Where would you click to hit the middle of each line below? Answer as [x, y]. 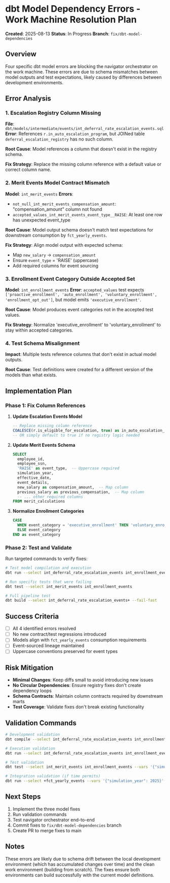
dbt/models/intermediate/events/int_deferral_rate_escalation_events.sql [85, 129]
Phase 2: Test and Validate [38, 547]
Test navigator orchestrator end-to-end [54, 820]
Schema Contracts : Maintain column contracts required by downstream [88, 696]
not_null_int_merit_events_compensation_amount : [64, 204]
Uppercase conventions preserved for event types [65, 651]
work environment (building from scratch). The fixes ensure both [73, 869]
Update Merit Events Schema [44, 445]
